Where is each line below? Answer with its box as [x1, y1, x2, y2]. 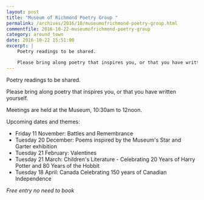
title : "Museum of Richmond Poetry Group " [6, 15, 118, 21]
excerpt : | [6, 43, 34, 49]
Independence [15, 174, 52, 182]
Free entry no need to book [6, 187, 75, 194]
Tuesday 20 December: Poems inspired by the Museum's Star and [15, 136, 182, 143]
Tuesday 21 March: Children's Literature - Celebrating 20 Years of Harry [15, 156, 195, 163]
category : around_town [6, 32, 64, 38]
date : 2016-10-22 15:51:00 [6, 37, 75, 43]
